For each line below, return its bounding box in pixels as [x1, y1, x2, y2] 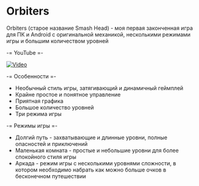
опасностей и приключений [15, 140, 88, 147]
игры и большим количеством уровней [6, 37, 109, 44]
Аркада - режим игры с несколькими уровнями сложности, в [15, 159, 176, 167]
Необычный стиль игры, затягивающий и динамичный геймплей [15, 84, 184, 92]
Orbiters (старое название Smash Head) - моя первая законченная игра [6, 24, 194, 32]
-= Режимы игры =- [6, 122, 58, 129]
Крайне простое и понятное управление [15, 91, 121, 98]
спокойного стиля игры [15, 153, 77, 160]
